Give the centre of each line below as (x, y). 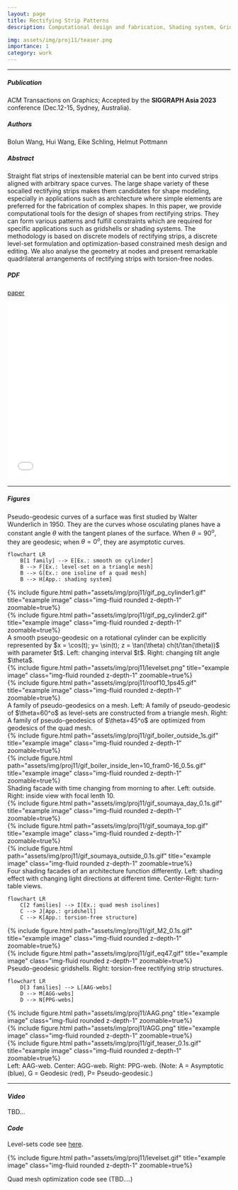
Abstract (21, 158)
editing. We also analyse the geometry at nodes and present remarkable (113, 251)
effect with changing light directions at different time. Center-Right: (105, 878)
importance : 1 (28, 47)
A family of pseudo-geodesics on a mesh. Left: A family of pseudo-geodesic (119, 705)
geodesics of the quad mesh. (50, 728)
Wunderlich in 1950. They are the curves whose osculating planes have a (114, 524)
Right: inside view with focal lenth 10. (61, 796)
